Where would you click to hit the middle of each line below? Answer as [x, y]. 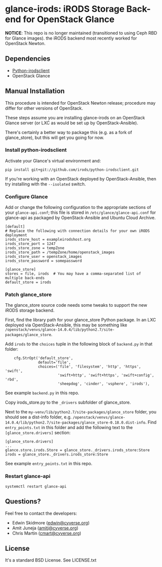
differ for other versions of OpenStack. [44, 108]
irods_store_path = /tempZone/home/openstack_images [60, 252]
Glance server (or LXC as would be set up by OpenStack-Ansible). [72, 123]
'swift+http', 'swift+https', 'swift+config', [106, 375]
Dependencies [28, 59]
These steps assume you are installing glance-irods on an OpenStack [75, 117]
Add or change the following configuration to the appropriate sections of [78, 207]
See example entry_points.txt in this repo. [49, 464]
